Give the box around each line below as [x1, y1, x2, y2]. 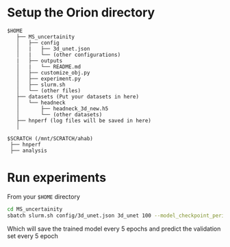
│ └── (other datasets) [16, 111, 103, 118]
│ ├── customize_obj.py [16, 69, 90, 76]
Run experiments [7, 170, 107, 185]
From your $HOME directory [7, 192, 81, 200]
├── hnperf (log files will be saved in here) [16, 117, 152, 124]
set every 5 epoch [7, 231, 58, 240]
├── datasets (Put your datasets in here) [16, 93, 139, 100]
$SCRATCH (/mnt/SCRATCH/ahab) [7, 135, 94, 142]
